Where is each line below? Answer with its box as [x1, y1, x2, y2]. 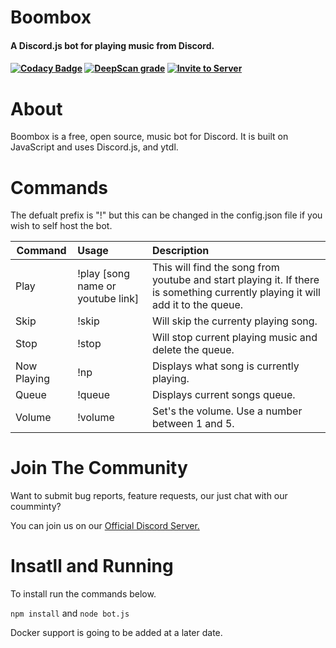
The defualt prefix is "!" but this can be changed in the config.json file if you [10, 209, 323, 221]
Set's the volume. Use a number [151, 404, 303, 418]
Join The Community [10, 457, 188, 480]
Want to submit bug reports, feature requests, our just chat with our [10, 490, 288, 502]
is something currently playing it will [151, 286, 321, 300]
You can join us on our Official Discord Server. [10, 520, 200, 532]
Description [151, 244, 210, 258]
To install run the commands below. [10, 588, 157, 600]
